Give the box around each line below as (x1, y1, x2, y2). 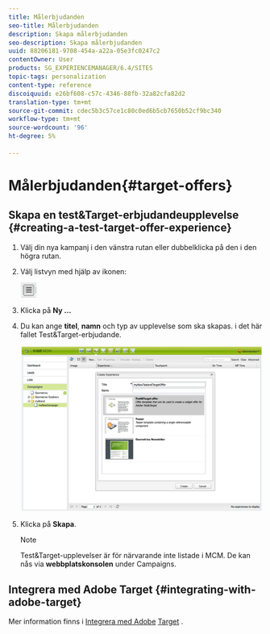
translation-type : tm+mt (8, 98, 92, 106)
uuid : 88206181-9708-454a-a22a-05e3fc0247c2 (8, 47, 160, 56)
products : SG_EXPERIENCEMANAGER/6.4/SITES (8, 65, 153, 73)
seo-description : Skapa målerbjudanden (8, 39, 143, 47)
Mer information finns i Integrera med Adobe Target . (8, 617, 184, 627)
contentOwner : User (8, 56, 74, 64)
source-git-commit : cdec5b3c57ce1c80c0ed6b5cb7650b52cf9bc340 (8, 106, 222, 115)
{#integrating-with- (155, 582, 256, 596)
